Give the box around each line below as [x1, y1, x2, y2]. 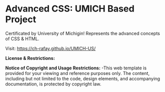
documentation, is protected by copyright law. [5, 81, 102, 87]
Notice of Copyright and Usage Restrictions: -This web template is [5, 65, 147, 71]
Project [5, 14, 37, 25]
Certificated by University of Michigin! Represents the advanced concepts [5, 30, 160, 36]
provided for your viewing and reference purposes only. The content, [5, 70, 150, 76]
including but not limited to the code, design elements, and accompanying [5, 75, 160, 81]
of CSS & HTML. [5, 36, 40, 42]
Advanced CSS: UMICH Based [5, 3, 135, 15]
